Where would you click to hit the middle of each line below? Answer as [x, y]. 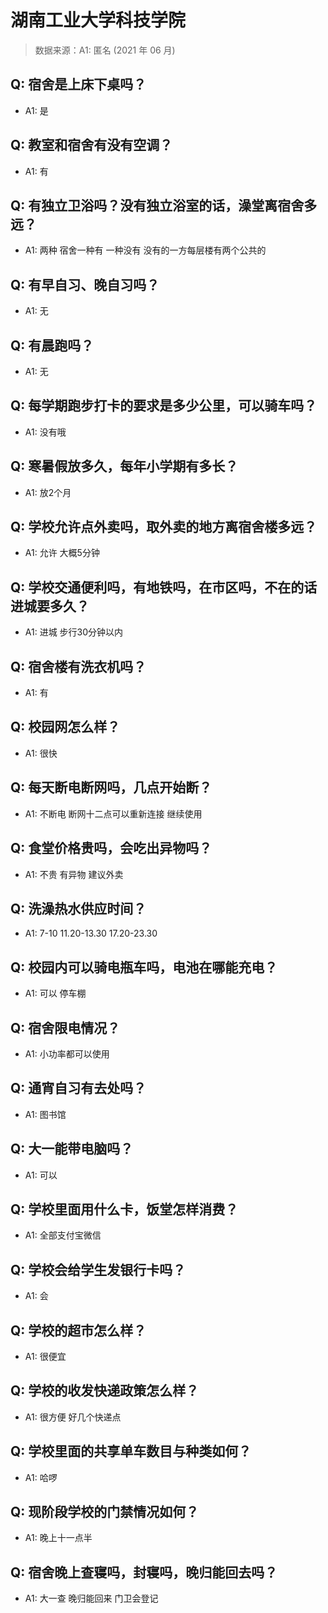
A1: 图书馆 [45, 1114]
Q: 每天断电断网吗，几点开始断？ [111, 787]
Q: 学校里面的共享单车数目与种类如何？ [131, 1451]
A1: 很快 [41, 753]
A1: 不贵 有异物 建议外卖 [74, 874]
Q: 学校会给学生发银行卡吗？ [98, 1269]
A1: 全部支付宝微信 [63, 1235]
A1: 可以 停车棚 [55, 993]
